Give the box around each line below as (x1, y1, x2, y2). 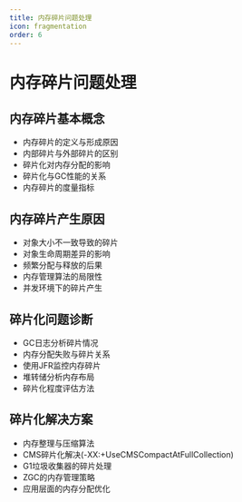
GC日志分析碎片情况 (22, 338, 99, 348)
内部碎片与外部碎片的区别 (22, 148, 119, 159)
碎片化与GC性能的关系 (22, 171, 107, 182)
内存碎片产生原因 (9, 211, 105, 227)
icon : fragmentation (9, 22, 88, 31)
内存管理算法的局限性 (22, 271, 102, 282)
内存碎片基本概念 (9, 111, 105, 126)
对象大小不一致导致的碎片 (22, 237, 119, 248)
